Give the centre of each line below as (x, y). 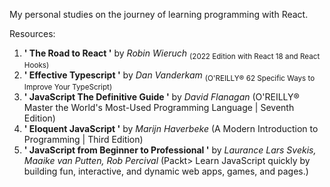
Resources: (32, 33)
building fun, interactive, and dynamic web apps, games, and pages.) (166, 171)
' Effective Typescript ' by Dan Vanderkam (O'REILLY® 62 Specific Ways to (169, 76)
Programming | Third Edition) (83, 139)
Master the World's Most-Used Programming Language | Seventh (159, 107)
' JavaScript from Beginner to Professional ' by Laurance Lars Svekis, (170, 150)
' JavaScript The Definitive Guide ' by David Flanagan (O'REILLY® (161, 96)
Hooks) (36, 65)
